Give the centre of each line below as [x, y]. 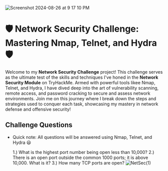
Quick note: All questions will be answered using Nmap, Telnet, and [82, 137]
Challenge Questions [39, 125]
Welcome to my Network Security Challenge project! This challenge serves [84, 72]
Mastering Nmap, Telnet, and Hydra [81, 43]
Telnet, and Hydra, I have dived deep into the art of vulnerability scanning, [82, 88]
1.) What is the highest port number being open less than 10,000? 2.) [83, 152]
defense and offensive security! [38, 109]
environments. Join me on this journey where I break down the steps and [81, 98]
